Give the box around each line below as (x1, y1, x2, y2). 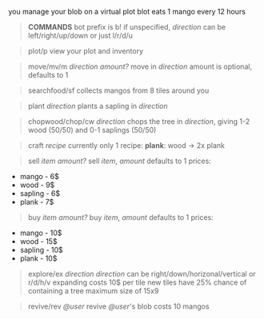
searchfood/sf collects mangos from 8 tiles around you (27, 86, 210, 95)
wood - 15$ (19, 237, 58, 246)
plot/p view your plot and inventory (27, 46, 144, 55)
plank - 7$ (19, 197, 54, 206)
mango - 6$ (19, 172, 60, 181)
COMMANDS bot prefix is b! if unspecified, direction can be (27, 22, 226, 31)
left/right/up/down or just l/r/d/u (27, 31, 134, 40)
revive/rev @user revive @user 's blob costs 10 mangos (27, 301, 210, 311)
